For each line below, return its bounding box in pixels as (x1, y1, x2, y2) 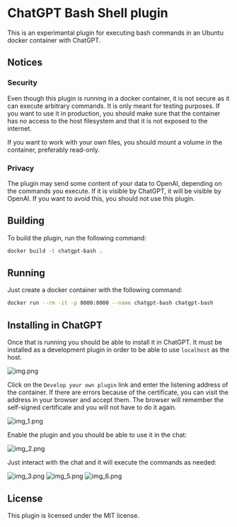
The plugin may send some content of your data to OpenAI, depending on (7, 179, 223, 187)
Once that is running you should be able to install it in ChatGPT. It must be (7, 338, 223, 347)
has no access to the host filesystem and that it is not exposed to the (7, 116, 208, 125)
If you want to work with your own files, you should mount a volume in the (7, 138, 223, 146)
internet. (7, 124, 32, 133)
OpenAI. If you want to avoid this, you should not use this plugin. (7, 194, 195, 203)
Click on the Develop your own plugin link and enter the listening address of (7, 381, 229, 389)
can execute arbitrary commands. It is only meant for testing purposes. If (7, 101, 221, 110)
